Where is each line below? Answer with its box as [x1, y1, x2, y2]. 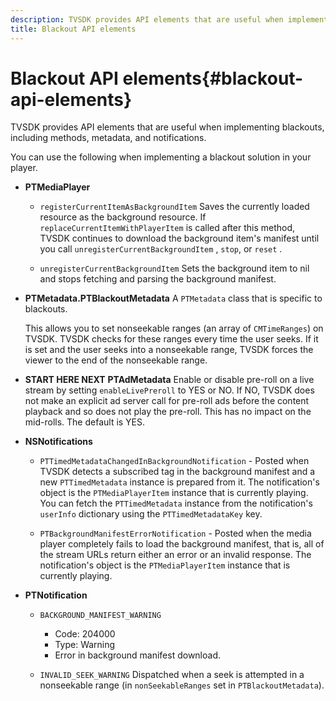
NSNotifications [24, 436, 93, 448]
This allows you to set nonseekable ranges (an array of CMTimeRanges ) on [24, 322, 324, 335]
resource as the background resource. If [39, 211, 207, 223]
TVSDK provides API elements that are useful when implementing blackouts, [10, 121, 325, 133]
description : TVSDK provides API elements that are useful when [10, 14, 284, 25]
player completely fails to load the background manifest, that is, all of [39, 538, 325, 550]
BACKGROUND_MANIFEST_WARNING [39, 611, 162, 621]
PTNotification [24, 589, 88, 601]
